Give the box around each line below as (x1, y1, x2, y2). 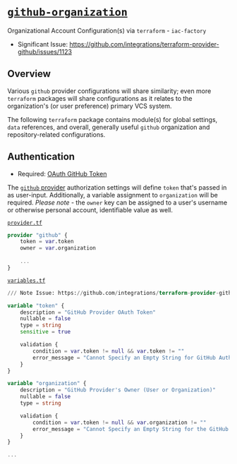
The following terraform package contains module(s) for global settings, (7, 115, 218, 123)
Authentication (7, 151, 75, 163)
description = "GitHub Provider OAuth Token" (20, 309, 157, 316)
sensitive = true (20, 329, 71, 336)
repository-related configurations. (7, 130, 106, 139)
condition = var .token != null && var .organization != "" (32, 419, 207, 426)
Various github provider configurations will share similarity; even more (7, 87, 212, 95)
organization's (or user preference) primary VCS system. (7, 102, 172, 110)
